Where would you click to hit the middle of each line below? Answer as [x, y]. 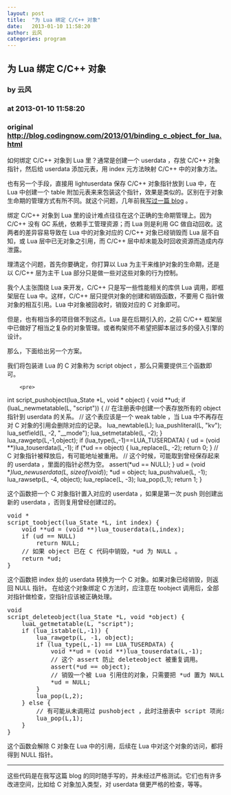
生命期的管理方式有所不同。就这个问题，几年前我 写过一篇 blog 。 [99, 201]
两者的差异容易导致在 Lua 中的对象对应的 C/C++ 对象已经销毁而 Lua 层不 [110, 232]
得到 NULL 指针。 [32, 754]
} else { [36, 703]
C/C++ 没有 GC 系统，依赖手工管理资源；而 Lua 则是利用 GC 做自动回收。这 [115, 223]
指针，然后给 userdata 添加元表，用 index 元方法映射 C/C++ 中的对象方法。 [114, 168]
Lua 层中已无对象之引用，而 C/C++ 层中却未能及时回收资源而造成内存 [125, 240]
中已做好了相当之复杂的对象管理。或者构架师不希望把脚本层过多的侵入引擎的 [115, 328]
